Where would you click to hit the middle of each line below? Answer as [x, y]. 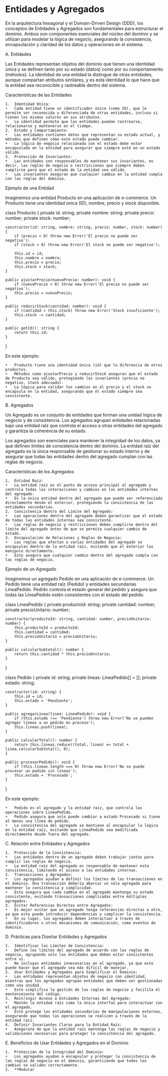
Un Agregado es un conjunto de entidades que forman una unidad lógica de [83, 415]
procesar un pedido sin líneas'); [41, 771]
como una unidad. [23, 985]
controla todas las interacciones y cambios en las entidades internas [81, 489]
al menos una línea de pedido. [38, 821]
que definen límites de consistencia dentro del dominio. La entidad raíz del [82, 446]
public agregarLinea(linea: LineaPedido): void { [58, 714]
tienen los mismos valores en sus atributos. [53, 117]
